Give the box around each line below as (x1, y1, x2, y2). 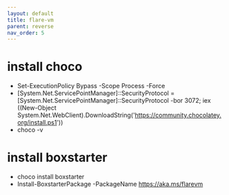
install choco (7, 59, 83, 74)
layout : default (7, 10, 54, 17)
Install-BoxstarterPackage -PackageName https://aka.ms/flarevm (17, 180, 203, 188)
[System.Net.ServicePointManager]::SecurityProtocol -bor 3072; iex (17, 96, 212, 105)
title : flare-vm (7, 17, 54, 23)
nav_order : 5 (7, 29, 45, 37)
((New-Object (17, 104, 57, 112)
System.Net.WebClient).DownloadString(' (17, 111, 136, 119)
